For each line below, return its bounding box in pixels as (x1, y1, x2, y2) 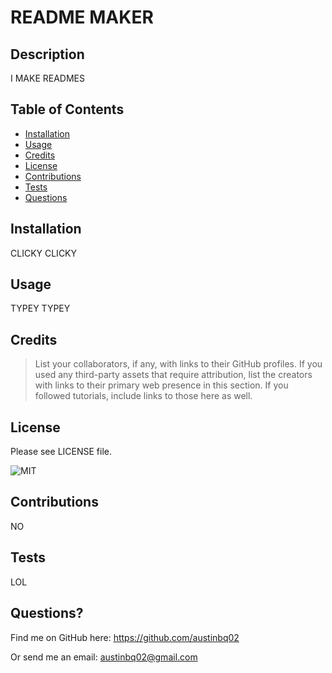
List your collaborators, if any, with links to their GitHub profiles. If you (34, 358, 323, 370)
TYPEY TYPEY (10, 302, 71, 315)
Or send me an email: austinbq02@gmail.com (10, 651, 198, 663)
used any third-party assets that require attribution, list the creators (34, 369, 313, 381)
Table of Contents (10, 101, 125, 118)
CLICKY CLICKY (10, 247, 78, 259)
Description (10, 46, 85, 63)
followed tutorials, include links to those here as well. (34, 390, 253, 402)
